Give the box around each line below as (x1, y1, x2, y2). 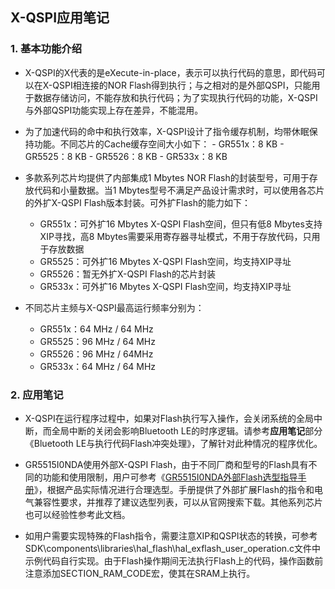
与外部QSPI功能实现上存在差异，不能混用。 (24, 104, 204, 116)
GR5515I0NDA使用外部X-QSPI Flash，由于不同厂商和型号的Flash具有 (24, 458, 309, 470)
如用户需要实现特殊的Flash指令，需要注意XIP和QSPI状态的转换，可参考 (24, 529, 318, 542)
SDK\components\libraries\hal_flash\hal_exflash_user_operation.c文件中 (24, 542, 322, 554)
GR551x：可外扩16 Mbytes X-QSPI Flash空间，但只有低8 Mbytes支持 (39, 218, 323, 230)
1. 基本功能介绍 (10, 42, 83, 56)
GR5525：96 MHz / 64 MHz (39, 335, 156, 347)
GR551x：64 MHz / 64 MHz (39, 323, 154, 335)
